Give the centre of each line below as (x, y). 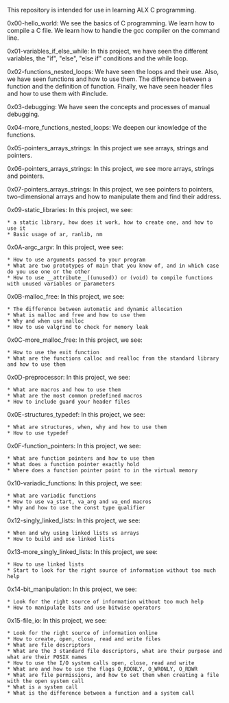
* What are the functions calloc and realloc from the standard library (113, 358)
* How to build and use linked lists (61, 539)
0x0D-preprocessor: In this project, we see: (69, 377)
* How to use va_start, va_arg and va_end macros (80, 502)
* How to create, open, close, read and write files (84, 639)
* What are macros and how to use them (64, 390)
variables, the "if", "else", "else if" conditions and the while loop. (98, 58)
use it (16, 229)
